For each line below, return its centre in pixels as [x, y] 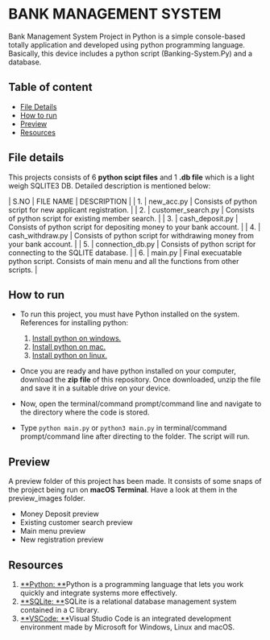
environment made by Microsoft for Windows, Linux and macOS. [127, 627]
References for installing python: [74, 323]
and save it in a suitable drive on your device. [95, 388]
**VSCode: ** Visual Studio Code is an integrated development [125, 618]
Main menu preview [53, 531]
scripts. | [23, 270]
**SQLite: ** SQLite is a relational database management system [128, 601]
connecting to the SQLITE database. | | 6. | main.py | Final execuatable [125, 252]
